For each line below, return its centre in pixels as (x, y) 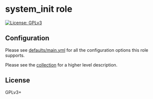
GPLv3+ (13, 92)
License (18, 81)
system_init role (39, 9)
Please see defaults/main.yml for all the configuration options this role (77, 50)
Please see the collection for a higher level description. (61, 65)
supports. (15, 55)
